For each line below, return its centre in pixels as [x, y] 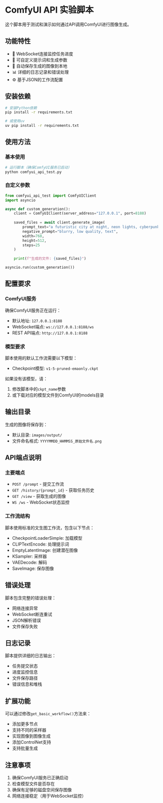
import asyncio [20, 200]
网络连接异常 [25, 608]
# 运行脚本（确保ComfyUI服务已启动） [38, 167]
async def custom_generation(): [38, 209]
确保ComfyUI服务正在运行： [33, 310]
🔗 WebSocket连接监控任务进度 [43, 53]
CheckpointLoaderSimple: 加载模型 [47, 538]
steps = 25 [31, 245]
